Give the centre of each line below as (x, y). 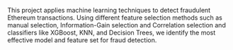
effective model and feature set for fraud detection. (82, 40)
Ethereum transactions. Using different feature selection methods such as (115, 18)
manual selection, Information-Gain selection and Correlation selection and (117, 25)
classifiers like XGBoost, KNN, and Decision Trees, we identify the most (112, 32)
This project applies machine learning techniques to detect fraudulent (109, 10)
